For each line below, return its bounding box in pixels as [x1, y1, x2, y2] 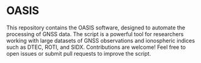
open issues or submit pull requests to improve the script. [6, 50, 152, 57]
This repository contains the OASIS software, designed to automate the [6, 24, 186, 31]
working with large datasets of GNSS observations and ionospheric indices [6, 37, 196, 44]
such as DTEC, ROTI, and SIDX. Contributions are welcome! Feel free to [6, 43, 186, 51]
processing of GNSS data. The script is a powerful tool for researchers [6, 30, 184, 37]
